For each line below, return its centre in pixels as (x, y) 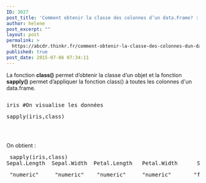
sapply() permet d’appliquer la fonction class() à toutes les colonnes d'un (99, 81)
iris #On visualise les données (55, 105)
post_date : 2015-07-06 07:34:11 (48, 58)
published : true (27, 52)
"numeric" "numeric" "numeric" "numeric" (90, 174)
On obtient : (21, 145)
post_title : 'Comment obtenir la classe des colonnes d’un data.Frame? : (103, 18)
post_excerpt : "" (29, 29)
